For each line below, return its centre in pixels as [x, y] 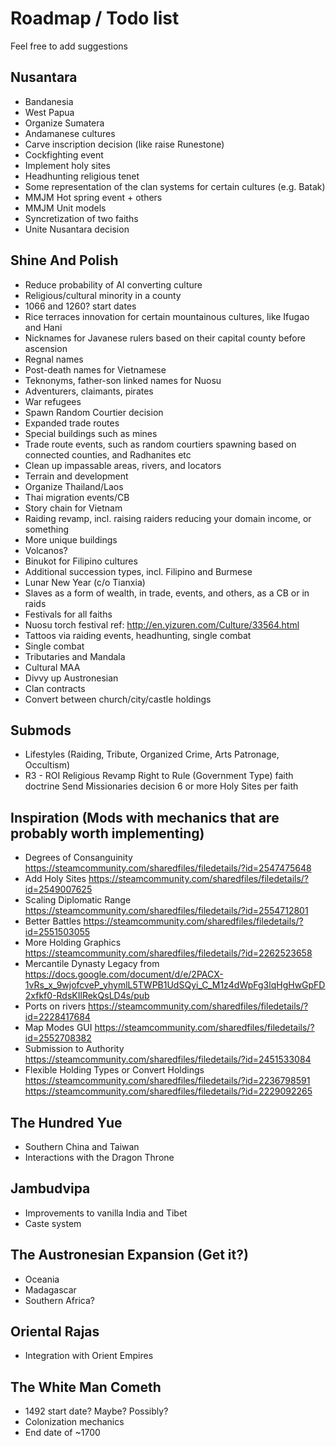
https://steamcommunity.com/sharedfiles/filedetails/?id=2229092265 [168, 1091]
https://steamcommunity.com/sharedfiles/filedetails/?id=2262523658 [168, 953]
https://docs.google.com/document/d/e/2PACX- [124, 974]
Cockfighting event [64, 154]
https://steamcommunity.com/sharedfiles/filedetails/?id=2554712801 [166, 911]
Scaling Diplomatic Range [78, 900]
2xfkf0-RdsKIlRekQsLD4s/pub [87, 996]
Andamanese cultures [70, 133]
